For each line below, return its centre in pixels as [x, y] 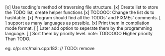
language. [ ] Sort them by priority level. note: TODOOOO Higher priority [79, 33]
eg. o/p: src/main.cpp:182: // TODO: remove [50, 48]
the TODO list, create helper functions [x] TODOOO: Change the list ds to [80, 12]
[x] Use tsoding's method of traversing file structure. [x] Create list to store [82, 7]
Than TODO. [18, 39]
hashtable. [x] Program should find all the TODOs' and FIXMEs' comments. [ [83, 18]
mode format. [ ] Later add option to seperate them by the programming [79, 28]
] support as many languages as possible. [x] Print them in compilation [77, 23]
